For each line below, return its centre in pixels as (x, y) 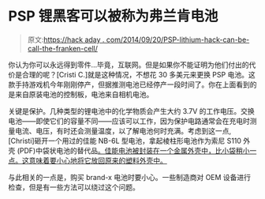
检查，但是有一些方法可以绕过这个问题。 (74, 187)
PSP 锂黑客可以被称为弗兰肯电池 (113, 16)
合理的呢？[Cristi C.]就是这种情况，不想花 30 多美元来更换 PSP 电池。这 (138, 74)
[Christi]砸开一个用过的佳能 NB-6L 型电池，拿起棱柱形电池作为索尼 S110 (125, 141)
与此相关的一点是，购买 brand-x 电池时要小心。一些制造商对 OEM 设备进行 (129, 177)
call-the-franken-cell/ (63, 48)
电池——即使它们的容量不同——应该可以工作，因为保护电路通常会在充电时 (129, 121)
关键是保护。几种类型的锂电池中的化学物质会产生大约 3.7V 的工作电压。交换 (131, 111)
